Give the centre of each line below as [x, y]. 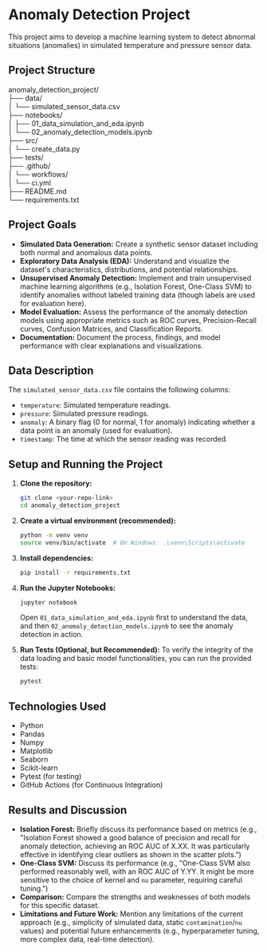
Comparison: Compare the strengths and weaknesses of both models [135, 897]
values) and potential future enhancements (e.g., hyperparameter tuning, [139, 930]
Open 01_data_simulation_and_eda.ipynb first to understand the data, [134, 618]
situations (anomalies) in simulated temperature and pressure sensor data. [130, 45]
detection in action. [51, 635]
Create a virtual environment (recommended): [98, 521]
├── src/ [23, 140]
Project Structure [52, 71]
